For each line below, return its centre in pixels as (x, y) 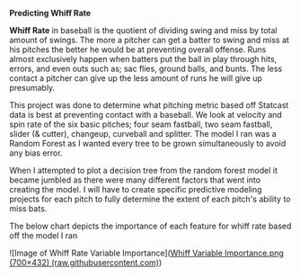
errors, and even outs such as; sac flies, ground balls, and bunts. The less (146, 68)
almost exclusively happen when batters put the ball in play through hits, (143, 59)
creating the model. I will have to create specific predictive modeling (136, 189)
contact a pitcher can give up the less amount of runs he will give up (136, 78)
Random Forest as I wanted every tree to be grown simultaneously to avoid (148, 143)
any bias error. (36, 153)
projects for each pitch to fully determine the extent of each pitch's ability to (150, 199)
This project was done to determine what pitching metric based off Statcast (149, 105)
